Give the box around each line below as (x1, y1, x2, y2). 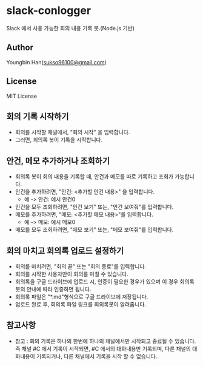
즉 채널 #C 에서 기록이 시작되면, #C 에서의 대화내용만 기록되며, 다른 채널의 (15, 345, 191, 352)
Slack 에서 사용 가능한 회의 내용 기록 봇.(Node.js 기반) (6, 24, 135, 32)
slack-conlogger (6, 4, 92, 18)
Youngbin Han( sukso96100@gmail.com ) (6, 58, 107, 66)
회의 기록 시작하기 (6, 111, 69, 121)
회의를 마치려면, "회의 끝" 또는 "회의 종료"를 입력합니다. (15, 263, 147, 270)
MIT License (6, 92, 38, 100)
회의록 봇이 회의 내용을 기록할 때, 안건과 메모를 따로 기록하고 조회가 (15, 173, 174, 180)
